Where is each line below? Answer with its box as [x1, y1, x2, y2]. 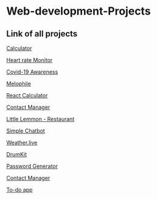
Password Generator [6, 162, 58, 170]
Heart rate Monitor [6, 57, 53, 63]
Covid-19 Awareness [6, 68, 58, 75]
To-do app [6, 186, 33, 193]
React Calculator [6, 92, 48, 99]
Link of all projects [6, 29, 78, 39]
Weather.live [6, 139, 38, 146]
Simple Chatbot [6, 127, 46, 134]
